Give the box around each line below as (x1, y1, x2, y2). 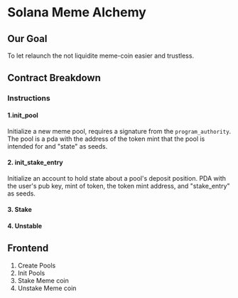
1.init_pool (7, 111, 39, 119)
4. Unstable (7, 221, 43, 230)
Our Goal (7, 33, 48, 45)
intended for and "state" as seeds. (7, 142, 108, 150)
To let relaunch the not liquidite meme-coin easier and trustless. (7, 51, 194, 60)
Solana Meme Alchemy (7, 4, 147, 21)
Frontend (7, 243, 49, 255)
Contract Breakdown (7, 72, 101, 84)
